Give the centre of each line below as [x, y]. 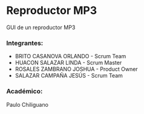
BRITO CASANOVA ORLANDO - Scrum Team [70, 56]
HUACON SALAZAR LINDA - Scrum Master [68, 63]
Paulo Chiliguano [27, 104]
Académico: [25, 92]
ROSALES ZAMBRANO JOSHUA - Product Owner [76, 69]
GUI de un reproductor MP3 [41, 27]
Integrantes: [25, 43]
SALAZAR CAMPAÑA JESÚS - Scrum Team [69, 76]
